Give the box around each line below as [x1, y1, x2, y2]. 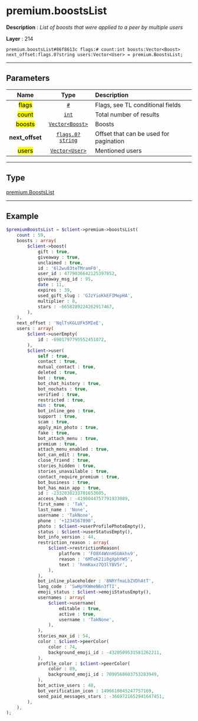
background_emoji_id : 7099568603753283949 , [48, 671, 160, 677]
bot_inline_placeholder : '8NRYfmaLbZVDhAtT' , [37, 578, 154, 584]
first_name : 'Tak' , [37, 501, 88, 507]
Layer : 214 [6, 35, 34, 42]
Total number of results [95, 110, 160, 119]
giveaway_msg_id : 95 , [37, 276, 94, 282]
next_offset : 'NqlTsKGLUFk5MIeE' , [16, 320, 104, 326]
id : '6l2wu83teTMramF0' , [37, 265, 101, 271]
